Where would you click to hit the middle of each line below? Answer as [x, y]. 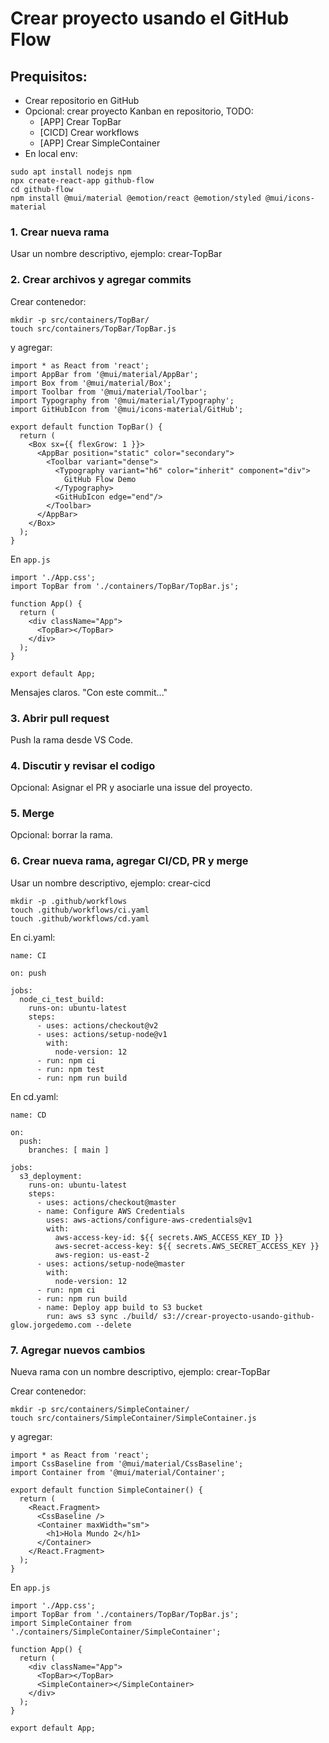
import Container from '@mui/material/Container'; [118, 1473]
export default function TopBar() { [86, 427]
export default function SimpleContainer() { [106, 1490]
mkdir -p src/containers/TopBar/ [80, 320]
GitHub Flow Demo [100, 479]
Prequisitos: [49, 76]
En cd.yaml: [34, 1096]
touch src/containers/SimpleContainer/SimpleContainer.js [133, 1418]
